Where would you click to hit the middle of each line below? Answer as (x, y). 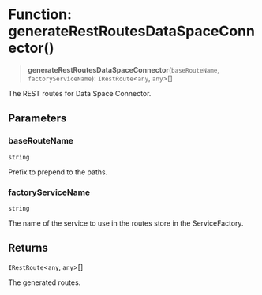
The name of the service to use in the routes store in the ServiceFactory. (126, 223)
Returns (28, 248)
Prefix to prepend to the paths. (58, 172)
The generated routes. (45, 282)
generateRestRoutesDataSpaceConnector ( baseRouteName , (123, 69)
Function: (40, 15)
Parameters (37, 119)
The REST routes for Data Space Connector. (80, 93)
